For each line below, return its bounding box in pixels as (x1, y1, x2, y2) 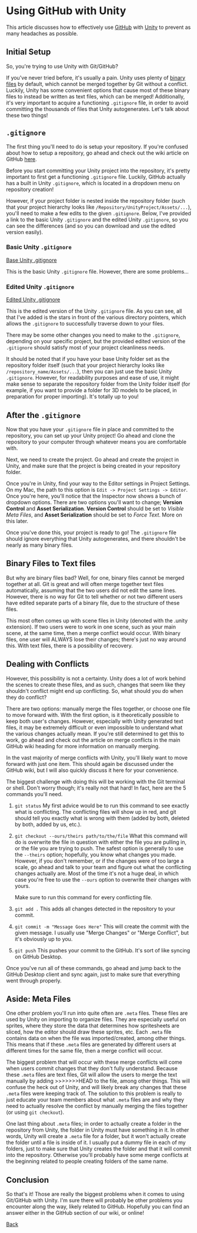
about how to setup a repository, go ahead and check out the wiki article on (6, 149, 189, 156)
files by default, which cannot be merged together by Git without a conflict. (6, 80, 188, 87)
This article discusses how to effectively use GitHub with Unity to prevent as (6, 24, 191, 31)
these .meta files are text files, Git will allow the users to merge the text (6, 1071, 178, 1079)
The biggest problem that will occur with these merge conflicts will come (6, 1058, 182, 1066)
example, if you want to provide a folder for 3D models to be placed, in (6, 387, 178, 394)
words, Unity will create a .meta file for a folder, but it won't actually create (6, 1133, 186, 1140)
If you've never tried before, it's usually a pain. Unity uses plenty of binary (6, 74, 186, 81)
